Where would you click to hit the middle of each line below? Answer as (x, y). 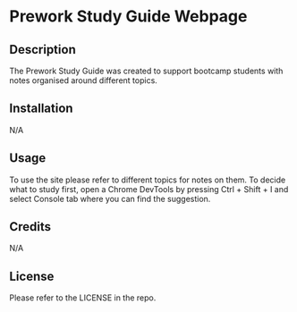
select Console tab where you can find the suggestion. (110, 198)
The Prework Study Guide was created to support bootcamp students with (146, 71)
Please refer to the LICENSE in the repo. (83, 298)
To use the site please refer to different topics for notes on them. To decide (148, 180)
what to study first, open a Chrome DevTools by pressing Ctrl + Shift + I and (149, 189)
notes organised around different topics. (84, 80)
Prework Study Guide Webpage (128, 17)
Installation (41, 109)
